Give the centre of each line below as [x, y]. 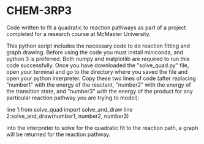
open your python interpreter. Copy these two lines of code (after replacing [101, 78]
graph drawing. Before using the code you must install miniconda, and [95, 52]
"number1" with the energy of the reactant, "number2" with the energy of [99, 85]
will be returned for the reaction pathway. [59, 134]
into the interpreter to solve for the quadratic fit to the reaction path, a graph [102, 128]
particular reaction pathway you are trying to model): [73, 98]
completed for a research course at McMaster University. [79, 34]
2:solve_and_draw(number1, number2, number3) [68, 116]
